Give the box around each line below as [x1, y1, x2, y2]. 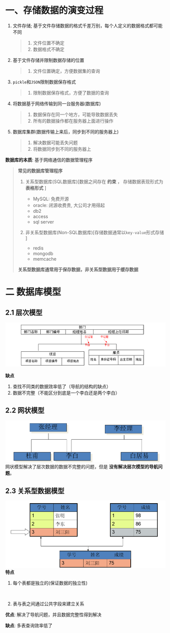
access [33, 213, 48, 219]
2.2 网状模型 [5, 406, 45, 415]
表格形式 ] [25, 185, 47, 191]
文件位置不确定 [33, 39, 65, 46]
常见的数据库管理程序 [17, 167, 63, 174]
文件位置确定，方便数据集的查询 [33, 67, 100, 74]
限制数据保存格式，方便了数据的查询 [33, 89, 109, 96]
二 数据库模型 [5, 286, 61, 298]
